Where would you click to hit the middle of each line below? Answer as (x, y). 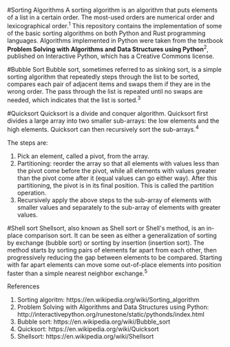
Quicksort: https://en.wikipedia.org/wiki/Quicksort (88, 329)
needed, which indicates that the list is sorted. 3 (74, 99)
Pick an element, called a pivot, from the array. (83, 156)
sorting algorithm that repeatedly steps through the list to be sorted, (103, 77)
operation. (32, 192)
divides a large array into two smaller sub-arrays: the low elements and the (113, 121)
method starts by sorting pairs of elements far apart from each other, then (112, 250)
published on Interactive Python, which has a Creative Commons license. (111, 56)
